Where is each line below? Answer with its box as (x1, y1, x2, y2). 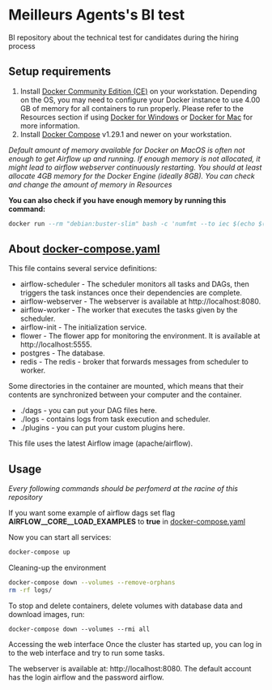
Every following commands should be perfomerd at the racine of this (8, 484, 239, 494)
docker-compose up (8, 548, 70, 557)
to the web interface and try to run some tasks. (8, 648, 165, 658)
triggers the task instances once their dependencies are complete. (19, 288, 243, 298)
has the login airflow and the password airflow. (8, 672, 164, 682)
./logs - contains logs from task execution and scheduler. (19, 414, 210, 424)
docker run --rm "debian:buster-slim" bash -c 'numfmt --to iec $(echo (8, 219, 255, 228)
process (8, 41, 36, 50)
